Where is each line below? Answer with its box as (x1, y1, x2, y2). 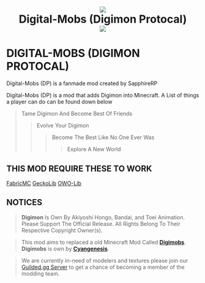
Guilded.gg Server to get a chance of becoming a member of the (21, 263, 185, 271)
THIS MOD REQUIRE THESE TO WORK (6, 163, 152, 174)
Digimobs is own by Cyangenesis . (21, 245, 110, 252)
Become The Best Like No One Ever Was (51, 134, 155, 141)
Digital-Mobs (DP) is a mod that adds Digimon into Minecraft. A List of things (6, 92, 199, 99)
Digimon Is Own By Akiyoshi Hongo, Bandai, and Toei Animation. (21, 213, 185, 221)
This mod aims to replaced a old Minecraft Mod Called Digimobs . (21, 238, 186, 246)
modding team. (21, 270, 60, 277)
